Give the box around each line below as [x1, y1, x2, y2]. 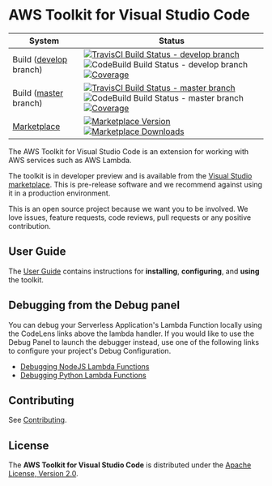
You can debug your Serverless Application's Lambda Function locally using [8, 320, 262, 329]
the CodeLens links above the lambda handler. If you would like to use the [8, 329, 255, 338]
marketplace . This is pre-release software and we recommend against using [8, 179, 263, 189]
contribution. [8, 221, 51, 230]
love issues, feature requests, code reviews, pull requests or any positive [8, 213, 252, 222]
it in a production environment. [8, 188, 111, 198]
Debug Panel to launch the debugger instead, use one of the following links [8, 337, 260, 346]
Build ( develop [12, 54, 68, 65]
